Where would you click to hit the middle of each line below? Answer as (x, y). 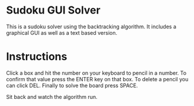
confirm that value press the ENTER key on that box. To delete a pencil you (97, 79)
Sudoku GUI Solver (53, 10)
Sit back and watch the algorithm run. (52, 97)
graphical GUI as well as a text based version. (62, 32)
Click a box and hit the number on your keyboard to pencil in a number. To (96, 73)
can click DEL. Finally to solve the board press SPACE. (72, 85)
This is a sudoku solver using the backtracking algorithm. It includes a (91, 26)
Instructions (37, 57)
